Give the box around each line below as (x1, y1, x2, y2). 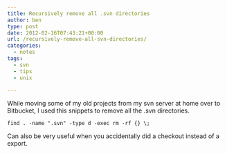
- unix (13, 74, 33, 81)
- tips (13, 68, 33, 75)
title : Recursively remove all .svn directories (7, 10, 150, 17)
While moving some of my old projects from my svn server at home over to (7, 99, 221, 108)
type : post (7, 23, 39, 30)
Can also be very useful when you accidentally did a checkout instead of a (7, 132, 220, 140)
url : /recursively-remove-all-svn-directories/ (7, 36, 147, 43)
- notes (13, 49, 36, 56)
